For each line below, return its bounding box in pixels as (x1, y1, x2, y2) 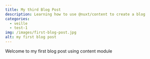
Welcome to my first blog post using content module (5, 48, 113, 54)
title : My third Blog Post (5, 7, 61, 12)
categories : (5, 16, 30, 21)
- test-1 (9, 26, 28, 30)
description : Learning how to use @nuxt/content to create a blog (5, 12, 146, 17)
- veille (9, 21, 28, 26)
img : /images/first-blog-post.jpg (5, 30, 77, 35)
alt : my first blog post (5, 35, 57, 40)
